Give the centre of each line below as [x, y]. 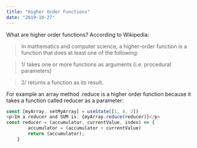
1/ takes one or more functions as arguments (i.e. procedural [96, 64]
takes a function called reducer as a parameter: [65, 100]
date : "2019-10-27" [31, 17]
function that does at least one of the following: [80, 52]
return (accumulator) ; [56, 134]
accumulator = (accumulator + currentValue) [85, 128]
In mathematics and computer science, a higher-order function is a [104, 46]
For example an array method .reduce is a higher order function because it [99, 94]
